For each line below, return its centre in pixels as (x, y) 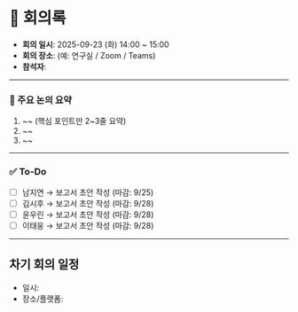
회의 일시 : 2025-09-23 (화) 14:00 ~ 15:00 (96, 44)
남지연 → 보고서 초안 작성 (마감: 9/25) (88, 192)
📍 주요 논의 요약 (41, 100)
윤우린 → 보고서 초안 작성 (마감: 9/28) (88, 214)
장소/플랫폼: (43, 299)
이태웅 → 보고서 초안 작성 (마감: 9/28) (88, 225)
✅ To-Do (28, 172)
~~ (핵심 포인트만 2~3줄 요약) (74, 121)
